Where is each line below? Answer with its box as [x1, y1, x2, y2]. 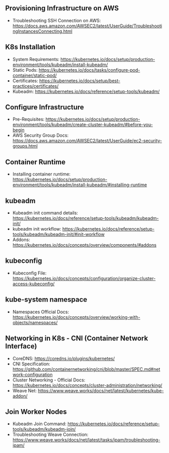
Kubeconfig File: [12, 270, 47, 276]
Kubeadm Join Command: [12, 421, 67, 427]
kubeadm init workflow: [12, 226, 61, 232]
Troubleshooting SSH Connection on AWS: [12, 17, 101, 23]
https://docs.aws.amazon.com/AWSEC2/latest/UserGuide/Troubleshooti [12, 23, 162, 29]
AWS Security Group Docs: [12, 132, 69, 138]
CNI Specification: [12, 361, 50, 367]
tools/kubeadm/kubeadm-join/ [12, 426, 76, 432]
